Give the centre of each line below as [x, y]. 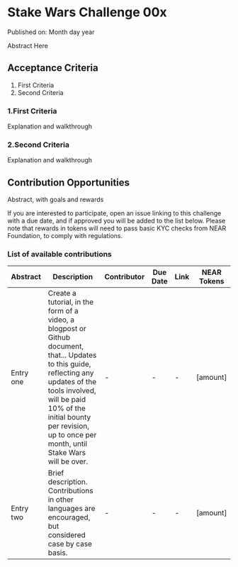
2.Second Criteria [38, 145]
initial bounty [69, 417]
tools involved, [72, 391]
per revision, [69, 426]
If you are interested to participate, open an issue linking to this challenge [114, 213]
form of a [63, 311]
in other [61, 500]
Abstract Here [28, 45]
